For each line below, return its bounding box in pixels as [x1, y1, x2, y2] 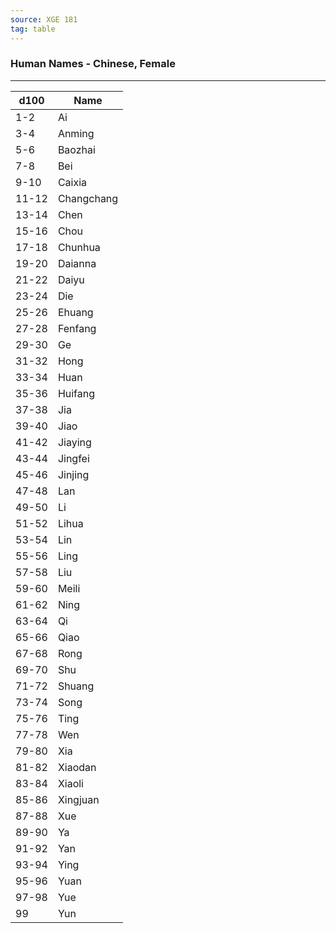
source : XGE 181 [10, 14, 78, 25]
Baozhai [57, 142, 96, 156]
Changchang [57, 191, 119, 205]
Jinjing [57, 467, 90, 481]
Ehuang [57, 305, 94, 319]
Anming [57, 126, 95, 140]
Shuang [57, 679, 95, 693]
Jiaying [57, 435, 92, 449]
